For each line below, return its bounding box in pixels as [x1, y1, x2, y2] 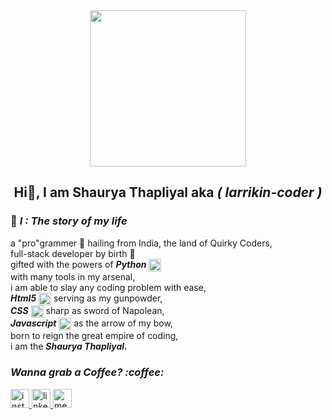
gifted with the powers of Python [10, 258, 147, 270]
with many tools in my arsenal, [10, 270, 136, 283]
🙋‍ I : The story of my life [10, 214, 128, 228]
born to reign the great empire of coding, [10, 330, 179, 342]
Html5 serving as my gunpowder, [10, 292, 163, 304]
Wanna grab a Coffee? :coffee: [10, 365, 165, 379]
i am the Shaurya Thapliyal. [10, 340, 128, 353]
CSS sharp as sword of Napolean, [10, 305, 165, 317]
